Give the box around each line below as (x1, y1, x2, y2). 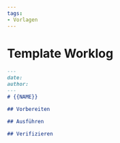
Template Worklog (7, 46, 114, 61)
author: (7, 81, 29, 88)
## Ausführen (7, 118, 44, 125)
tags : (7, 10, 22, 17)
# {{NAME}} (7, 93, 38, 100)
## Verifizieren (7, 130, 53, 137)
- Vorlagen (7, 16, 38, 23)
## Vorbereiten (7, 106, 50, 112)
